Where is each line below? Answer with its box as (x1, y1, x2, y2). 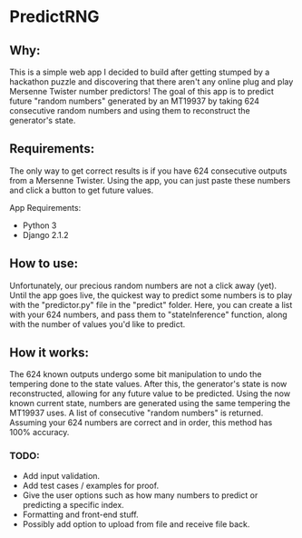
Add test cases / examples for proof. (22, 480, 160, 491)
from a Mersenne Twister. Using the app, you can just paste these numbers (9, 174, 291, 185)
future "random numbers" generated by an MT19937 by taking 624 (9, 95, 260, 106)
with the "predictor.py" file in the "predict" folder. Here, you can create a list (9, 299, 293, 310)
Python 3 (22, 220, 57, 231)
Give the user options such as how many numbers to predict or (22, 489, 258, 501)
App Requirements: (9, 202, 82, 213)
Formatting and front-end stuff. (22, 509, 139, 520)
